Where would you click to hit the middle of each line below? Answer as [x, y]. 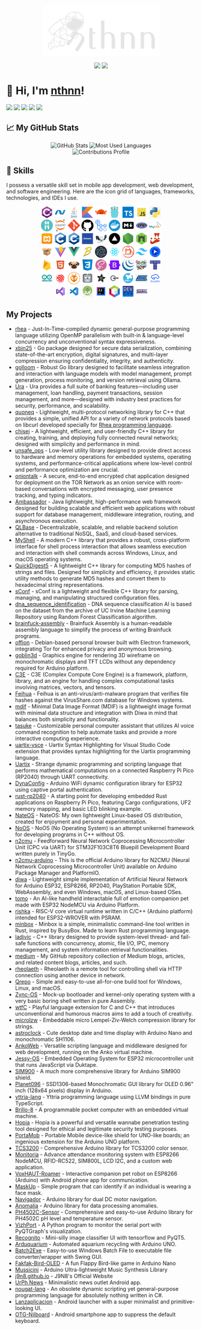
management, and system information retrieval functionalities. [92, 950]
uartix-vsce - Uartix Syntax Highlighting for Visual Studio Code [93, 745]
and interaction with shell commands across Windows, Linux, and [96, 553]
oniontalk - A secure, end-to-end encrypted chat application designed [102, 476]
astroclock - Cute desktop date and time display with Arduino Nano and [103, 1033]
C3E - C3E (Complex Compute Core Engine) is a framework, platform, [101, 675]
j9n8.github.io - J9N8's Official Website [64, 1276]
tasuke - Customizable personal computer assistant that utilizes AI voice [104, 726]
